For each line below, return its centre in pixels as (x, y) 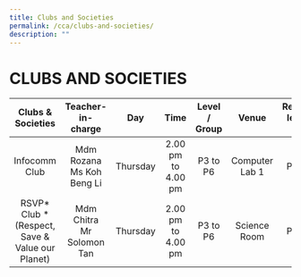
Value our (35, 248)
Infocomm (35, 161)
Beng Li (86, 183)
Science (252, 226)
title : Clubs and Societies (62, 17)
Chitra (86, 220)
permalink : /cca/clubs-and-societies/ (82, 26)
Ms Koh (86, 172)
